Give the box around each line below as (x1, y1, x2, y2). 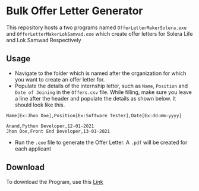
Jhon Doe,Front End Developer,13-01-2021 (6, 128, 110, 134)
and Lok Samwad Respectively (6, 36, 81, 43)
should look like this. (14, 101, 65, 108)
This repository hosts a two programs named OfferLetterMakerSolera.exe (6, 24, 187, 31)
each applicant (14, 145, 52, 152)
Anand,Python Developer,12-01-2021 (6, 123, 94, 129)
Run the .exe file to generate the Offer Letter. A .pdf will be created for (14, 139, 188, 146)
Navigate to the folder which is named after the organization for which (14, 70, 187, 77)
